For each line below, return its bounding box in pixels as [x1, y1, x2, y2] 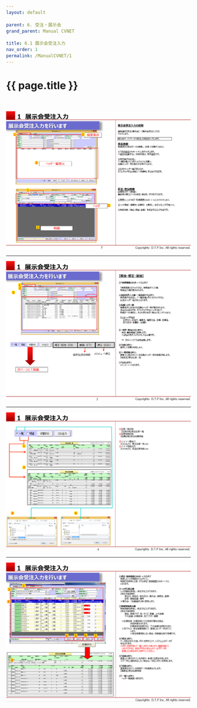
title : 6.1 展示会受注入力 [6, 41, 66, 46]
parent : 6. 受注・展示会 [6, 22, 62, 28]
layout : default [6, 9, 46, 15]
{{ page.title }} [6, 79, 79, 92]
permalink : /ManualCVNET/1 [6, 53, 72, 59]
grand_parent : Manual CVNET [6, 28, 75, 34]
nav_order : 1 [6, 47, 38, 53]
